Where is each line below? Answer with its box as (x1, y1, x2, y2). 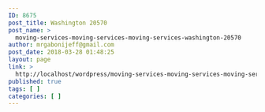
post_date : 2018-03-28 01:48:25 (8, 48, 114, 56)
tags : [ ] (8, 84, 41, 93)
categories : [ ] (8, 92, 62, 100)
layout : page (8, 56, 51, 64)
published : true (8, 77, 62, 85)
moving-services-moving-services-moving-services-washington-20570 (15, 33, 242, 42)
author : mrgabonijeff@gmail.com (8, 41, 114, 49)
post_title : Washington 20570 (8, 19, 108, 27)
